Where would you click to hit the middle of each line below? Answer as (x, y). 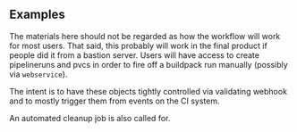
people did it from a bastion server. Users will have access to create (134, 55)
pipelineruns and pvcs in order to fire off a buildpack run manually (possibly (148, 64)
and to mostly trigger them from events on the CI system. (115, 101)
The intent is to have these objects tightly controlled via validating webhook (148, 91)
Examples (37, 15)
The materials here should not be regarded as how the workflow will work (145, 36)
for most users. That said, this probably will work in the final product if (139, 45)
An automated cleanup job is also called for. (90, 118)
